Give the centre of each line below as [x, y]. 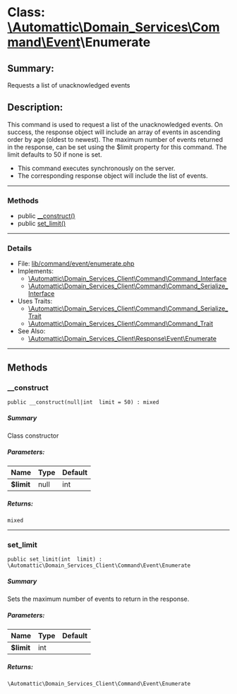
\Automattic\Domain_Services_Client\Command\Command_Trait [121, 324]
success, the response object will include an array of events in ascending [114, 132]
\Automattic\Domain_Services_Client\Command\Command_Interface [127, 279]
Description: [35, 108]
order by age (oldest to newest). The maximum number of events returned [115, 139]
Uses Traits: [35, 301]
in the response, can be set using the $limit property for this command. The [117, 147]
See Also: [31, 331]
